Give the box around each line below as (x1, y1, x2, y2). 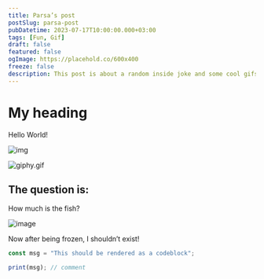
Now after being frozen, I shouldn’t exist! (8, 234, 140, 244)
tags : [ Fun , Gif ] (8, 33, 65, 42)
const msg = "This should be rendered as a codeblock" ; (8, 249, 195, 258)
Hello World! (8, 130, 49, 139)
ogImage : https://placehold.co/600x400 (8, 56, 139, 64)
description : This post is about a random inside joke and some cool (8, 70, 241, 78)
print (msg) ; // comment (8, 264, 86, 272)
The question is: (8, 182, 89, 196)
